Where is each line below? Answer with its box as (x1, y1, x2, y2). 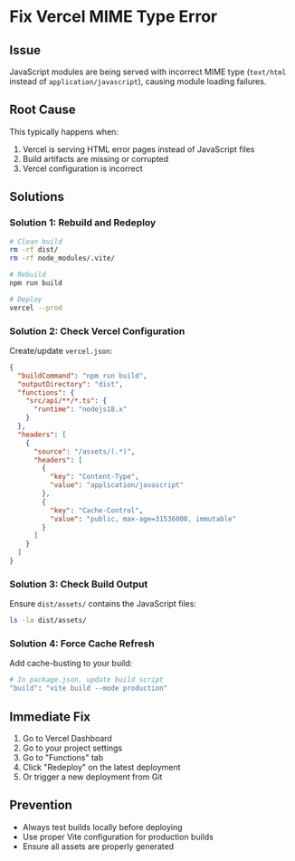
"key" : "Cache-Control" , (49, 505, 144, 515)
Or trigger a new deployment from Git (22, 771, 163, 782)
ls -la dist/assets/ (9, 616, 88, 626)
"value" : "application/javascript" (49, 481, 184, 490)
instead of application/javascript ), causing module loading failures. (9, 76, 267, 87)
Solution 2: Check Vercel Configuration (9, 324, 186, 337)
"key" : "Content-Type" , (49, 473, 140, 482)
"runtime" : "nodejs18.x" (33, 405, 128, 414)
